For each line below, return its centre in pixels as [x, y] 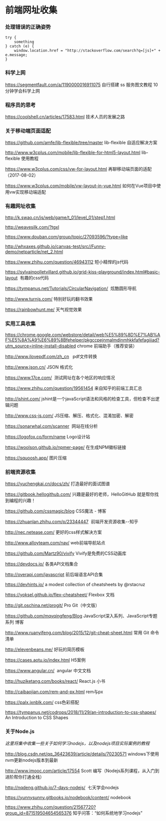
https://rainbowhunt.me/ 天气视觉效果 [44, 309]
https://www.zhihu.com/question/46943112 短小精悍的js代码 [67, 262]
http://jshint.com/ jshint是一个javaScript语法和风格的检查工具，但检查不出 [80, 399]
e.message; [16, 55]
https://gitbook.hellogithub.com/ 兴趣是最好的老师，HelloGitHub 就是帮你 [80, 494]
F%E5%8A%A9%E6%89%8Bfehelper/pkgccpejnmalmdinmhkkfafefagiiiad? [82, 340]
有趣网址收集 [21, 206]
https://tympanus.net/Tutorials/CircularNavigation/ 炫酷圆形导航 [71, 288]
